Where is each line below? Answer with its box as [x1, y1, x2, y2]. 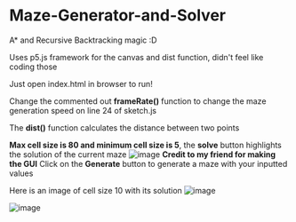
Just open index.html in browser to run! [9, 78, 153, 89]
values [9, 168, 34, 178]
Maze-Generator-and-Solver [9, 5, 227, 26]
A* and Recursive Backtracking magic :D [9, 35, 157, 45]
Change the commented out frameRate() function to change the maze [9, 95, 267, 107]
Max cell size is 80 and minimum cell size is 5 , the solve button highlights [9, 139, 282, 150]
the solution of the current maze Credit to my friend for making [9, 148, 276, 160]
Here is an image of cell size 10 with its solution [9, 185, 182, 195]
